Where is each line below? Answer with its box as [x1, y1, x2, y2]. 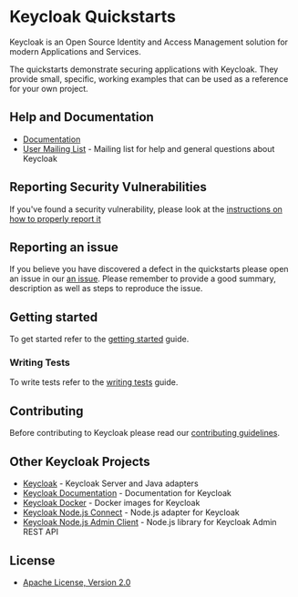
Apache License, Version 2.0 [22, 576, 131, 588]
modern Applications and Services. [9, 46, 141, 56]
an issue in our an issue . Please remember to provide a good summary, [9, 273, 276, 284]
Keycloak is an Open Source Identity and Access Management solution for [9, 36, 289, 47]
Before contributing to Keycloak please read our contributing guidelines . [9, 428, 281, 439]
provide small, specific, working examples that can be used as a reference [9, 73, 289, 84]
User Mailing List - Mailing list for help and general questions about [22, 143, 275, 154]
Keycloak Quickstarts [9, 6, 176, 27]
